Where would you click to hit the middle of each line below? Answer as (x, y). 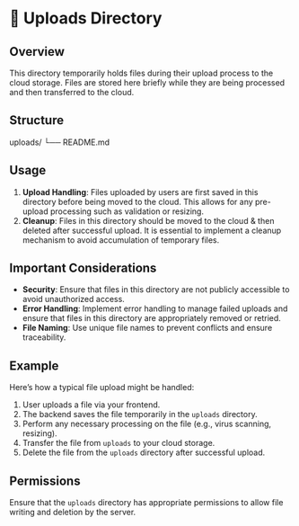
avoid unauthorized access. (74, 299)
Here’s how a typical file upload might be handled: (102, 388)
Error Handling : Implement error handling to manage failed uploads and (155, 308)
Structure (37, 120)
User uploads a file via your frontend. (91, 405)
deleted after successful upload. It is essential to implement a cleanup (152, 230)
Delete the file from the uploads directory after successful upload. (144, 452)
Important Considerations (83, 268)
